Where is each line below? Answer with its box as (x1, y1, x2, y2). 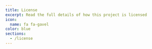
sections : (5, 31, 27, 36)
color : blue (5, 27, 31, 32)
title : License (5, 7, 38, 13)
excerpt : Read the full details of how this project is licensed (5, 12, 147, 17)
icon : (5, 17, 17, 22)
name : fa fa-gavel (10, 21, 49, 27)
